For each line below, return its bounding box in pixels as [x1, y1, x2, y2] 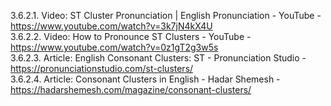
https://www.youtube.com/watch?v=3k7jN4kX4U [10, 20, 213, 32]
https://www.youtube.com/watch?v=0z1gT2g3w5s [10, 41, 219, 53]
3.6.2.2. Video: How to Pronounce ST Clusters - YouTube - [10, 31, 252, 42]
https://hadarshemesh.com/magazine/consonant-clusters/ [10, 84, 252, 95]
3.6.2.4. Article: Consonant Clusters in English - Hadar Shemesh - [10, 73, 281, 85]
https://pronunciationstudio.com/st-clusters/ [10, 63, 194, 74]
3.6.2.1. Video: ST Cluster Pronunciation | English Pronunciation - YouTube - [10, 10, 322, 21]
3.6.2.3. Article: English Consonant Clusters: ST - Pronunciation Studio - [10, 52, 307, 64]
